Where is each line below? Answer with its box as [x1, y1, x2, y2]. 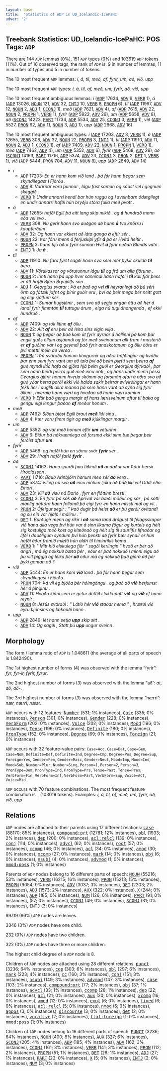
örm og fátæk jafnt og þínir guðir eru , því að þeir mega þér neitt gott [20, 289, 161, 295]
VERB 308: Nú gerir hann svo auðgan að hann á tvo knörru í [20, 220, 144, 226]
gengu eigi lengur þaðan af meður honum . [20, 400, 109, 406]
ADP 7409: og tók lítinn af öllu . [20, 321, 83, 327]
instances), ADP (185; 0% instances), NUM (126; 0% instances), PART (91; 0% [5, 892, 162, 898]
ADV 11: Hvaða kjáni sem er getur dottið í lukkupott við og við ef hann [20, 591, 162, 597]
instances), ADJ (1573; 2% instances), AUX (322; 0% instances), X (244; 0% [5, 887, 161, 893]
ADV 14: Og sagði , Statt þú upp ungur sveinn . [20, 623, 115, 629]
